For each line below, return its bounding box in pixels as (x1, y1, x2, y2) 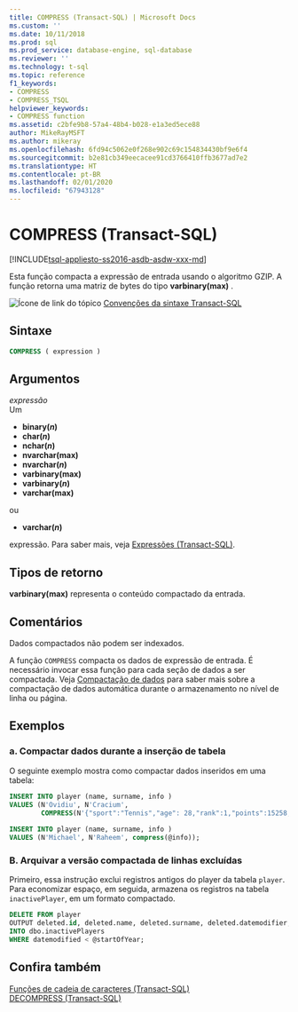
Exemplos (9, 718, 65, 733)
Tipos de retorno (9, 565, 104, 580)
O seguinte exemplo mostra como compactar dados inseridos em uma (9, 765, 266, 776)
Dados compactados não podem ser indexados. (9, 638, 184, 649)
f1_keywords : (9, 79, 58, 88)
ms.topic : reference (9, 71, 86, 80)
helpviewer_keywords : (9, 104, 90, 113)
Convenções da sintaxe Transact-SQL (103, 297, 242, 308)
